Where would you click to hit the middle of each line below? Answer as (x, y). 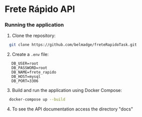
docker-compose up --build (37, 99)
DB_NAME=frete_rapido (34, 72)
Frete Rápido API (40, 9)
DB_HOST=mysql (26, 77)
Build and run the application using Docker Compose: (67, 90)
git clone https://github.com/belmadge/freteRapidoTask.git (73, 45)
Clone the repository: (34, 35)
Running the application (34, 25)
